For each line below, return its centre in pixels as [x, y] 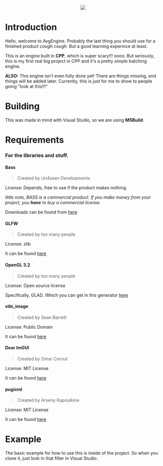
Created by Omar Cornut [42, 359]
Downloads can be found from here [41, 212]
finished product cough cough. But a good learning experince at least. [77, 46]
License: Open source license [35, 285]
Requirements [35, 140]
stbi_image [17, 306]
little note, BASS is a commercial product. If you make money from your [78, 197]
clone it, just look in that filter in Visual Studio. [52, 458]
